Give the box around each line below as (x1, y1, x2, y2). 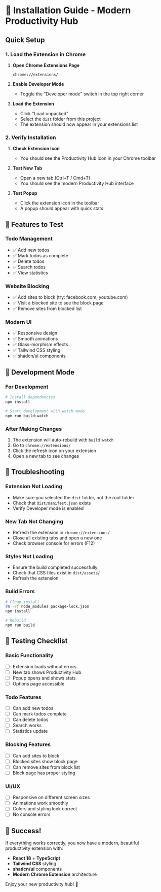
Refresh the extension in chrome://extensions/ (12, 529, 110, 535)
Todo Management (5, 235, 53, 243)
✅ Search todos (12, 264, 46, 270)
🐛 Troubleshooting (5, 468, 65, 476)
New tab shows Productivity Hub (12, 669, 82, 675)
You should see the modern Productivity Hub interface (20, 180, 134, 187)
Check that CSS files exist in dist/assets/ (12, 570, 100, 576)
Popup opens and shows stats (12, 675, 76, 681)
